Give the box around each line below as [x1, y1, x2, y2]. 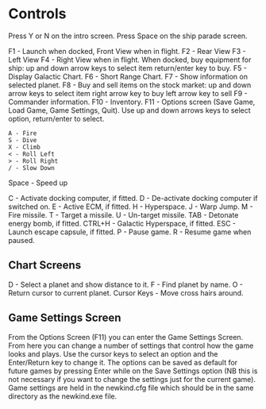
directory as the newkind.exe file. [8, 391, 118, 401]
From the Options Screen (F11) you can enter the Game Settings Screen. [8, 332, 244, 341]
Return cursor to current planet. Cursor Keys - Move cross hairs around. [8, 287, 244, 298]
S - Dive [8, 136, 37, 144]
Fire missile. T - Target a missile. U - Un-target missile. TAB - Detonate [8, 210, 239, 219]
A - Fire [8, 129, 37, 137]
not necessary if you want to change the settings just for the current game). [8, 374, 256, 384]
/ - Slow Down [8, 164, 56, 172]
